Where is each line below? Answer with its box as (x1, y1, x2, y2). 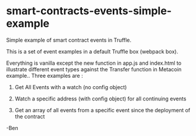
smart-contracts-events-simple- (6, 4, 172, 18)
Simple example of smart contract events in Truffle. (6, 36, 132, 43)
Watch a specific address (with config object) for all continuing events (14, 95, 186, 102)
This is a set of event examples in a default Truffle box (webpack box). (6, 48, 178, 55)
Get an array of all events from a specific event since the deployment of (14, 106, 191, 113)
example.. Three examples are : (6, 72, 83, 79)
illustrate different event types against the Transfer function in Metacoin (6, 65, 182, 72)
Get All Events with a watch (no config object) (14, 83, 127, 90)
